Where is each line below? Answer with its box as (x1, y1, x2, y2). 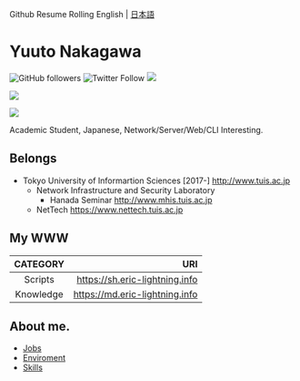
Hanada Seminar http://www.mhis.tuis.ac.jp (49, 194, 213, 205)
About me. (9, 318, 71, 334)
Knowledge (15, 287, 64, 300)
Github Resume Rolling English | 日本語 (9, 9, 155, 19)
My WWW (9, 231, 69, 246)
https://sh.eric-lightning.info (76, 273, 198, 285)
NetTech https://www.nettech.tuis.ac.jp (35, 204, 184, 215)
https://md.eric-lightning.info (73, 287, 198, 300)
